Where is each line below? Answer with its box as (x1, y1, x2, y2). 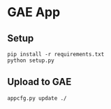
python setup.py (7, 57, 54, 64)
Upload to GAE (7, 76, 72, 88)
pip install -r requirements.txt (7, 51, 105, 58)
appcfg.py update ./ (7, 94, 68, 102)
